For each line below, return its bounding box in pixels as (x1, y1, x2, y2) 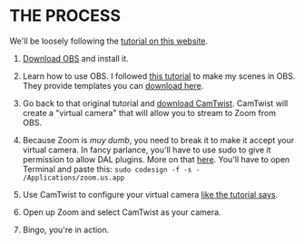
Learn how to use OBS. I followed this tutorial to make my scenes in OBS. (22, 70, 296, 82)
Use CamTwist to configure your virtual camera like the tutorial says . (22, 189, 279, 200)
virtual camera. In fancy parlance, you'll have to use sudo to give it (22, 144, 271, 155)
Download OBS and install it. (22, 53, 129, 63)
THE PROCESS (9, 5, 121, 26)
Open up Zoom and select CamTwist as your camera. (22, 206, 221, 218)
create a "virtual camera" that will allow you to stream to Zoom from (22, 107, 277, 118)
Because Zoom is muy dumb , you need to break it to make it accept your (22, 134, 295, 145)
